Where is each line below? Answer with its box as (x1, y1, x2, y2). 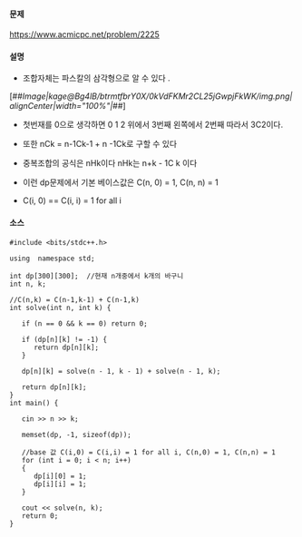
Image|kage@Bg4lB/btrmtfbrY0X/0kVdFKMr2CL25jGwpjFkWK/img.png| (22, 91, 293, 102)
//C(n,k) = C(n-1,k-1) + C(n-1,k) (9, 295, 141, 304)
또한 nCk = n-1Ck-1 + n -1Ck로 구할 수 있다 (22, 139, 178, 150)
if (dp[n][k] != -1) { (21, 335, 107, 344)
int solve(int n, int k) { (9, 303, 112, 312)
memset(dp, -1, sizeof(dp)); (21, 430, 132, 439)
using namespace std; (9, 254, 95, 263)
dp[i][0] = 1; (33, 472, 88, 481)
